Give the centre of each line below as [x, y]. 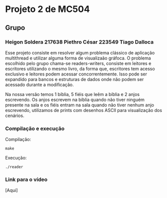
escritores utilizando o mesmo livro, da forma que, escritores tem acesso [80, 68]
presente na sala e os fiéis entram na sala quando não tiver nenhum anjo [80, 105]
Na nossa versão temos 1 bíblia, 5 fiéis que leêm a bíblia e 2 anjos [72, 94]
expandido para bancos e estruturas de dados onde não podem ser [75, 79]
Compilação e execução [35, 128]
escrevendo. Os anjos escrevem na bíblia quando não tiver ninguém [75, 99]
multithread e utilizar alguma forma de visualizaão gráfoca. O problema [78, 58]
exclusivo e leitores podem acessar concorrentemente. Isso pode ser [76, 74]
